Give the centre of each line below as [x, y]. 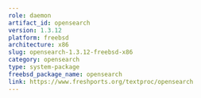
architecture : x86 [39, 45]
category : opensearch [44, 60]
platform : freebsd [39, 38]
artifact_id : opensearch [49, 23]
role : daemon [30, 15]
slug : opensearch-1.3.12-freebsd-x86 [71, 52]
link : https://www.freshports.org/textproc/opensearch [101, 81]
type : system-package [44, 67]
